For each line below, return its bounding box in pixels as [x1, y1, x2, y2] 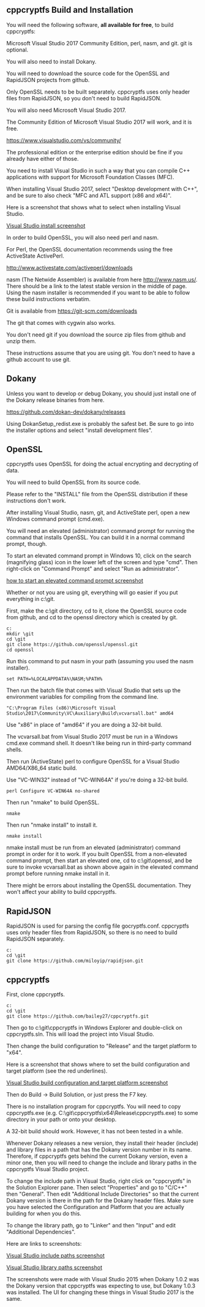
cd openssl [6, 647, 34, 653]
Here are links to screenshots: [6, 1240, 82, 1248]
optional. [6, 46, 29, 53]
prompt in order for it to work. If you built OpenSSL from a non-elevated [6, 851, 187, 858]
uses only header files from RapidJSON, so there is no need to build [6, 929, 177, 936]
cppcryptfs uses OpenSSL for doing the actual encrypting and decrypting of [6, 460, 199, 467]
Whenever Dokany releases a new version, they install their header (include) [6, 1139, 199, 1147]
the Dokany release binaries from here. [6, 396, 105, 403]
